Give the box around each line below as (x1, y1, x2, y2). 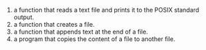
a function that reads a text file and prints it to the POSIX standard (13, 6, 200, 14)
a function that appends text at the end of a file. (13, 27, 149, 36)
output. (13, 13, 34, 21)
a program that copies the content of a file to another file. (13, 35, 176, 43)
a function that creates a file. (13, 21, 95, 28)
